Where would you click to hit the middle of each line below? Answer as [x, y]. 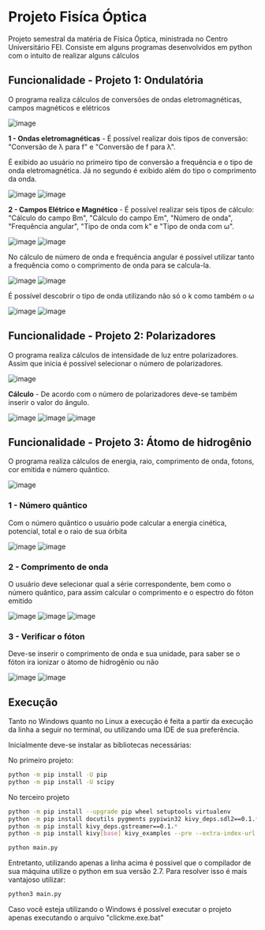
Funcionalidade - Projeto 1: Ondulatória [106, 80]
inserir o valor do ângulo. [49, 402]
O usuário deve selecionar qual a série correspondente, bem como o [119, 583]
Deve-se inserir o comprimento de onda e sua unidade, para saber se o [124, 654]
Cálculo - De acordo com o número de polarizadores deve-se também [123, 394]
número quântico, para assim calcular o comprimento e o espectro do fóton [131, 592]
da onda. [22, 178]
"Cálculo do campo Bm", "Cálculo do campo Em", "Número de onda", [121, 218]
